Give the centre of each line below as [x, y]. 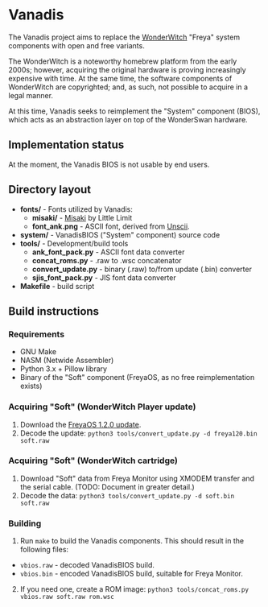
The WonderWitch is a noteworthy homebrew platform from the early [123, 61]
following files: [44, 550]
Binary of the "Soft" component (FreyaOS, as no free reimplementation [137, 378]
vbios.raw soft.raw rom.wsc [67, 597]
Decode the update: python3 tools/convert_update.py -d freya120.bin [138, 433]
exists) [31, 386]
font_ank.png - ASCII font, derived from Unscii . [111, 226]
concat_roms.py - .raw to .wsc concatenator [107, 260]
